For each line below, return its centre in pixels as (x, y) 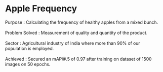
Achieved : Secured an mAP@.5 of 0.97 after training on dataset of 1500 (79, 59)
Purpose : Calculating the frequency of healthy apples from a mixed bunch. (81, 22)
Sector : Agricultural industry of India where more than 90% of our (73, 43)
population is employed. (30, 48)
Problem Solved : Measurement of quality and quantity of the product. (76, 33)
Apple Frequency (41, 9)
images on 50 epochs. (28, 64)
